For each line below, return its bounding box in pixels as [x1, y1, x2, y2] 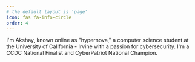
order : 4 [6, 20, 28, 26]
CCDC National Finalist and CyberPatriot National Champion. [6, 49, 158, 57]
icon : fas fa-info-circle [6, 14, 71, 20]
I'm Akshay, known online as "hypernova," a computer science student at [6, 37, 189, 44]
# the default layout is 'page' [6, 8, 88, 15]
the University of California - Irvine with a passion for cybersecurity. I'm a [6, 43, 190, 50]
